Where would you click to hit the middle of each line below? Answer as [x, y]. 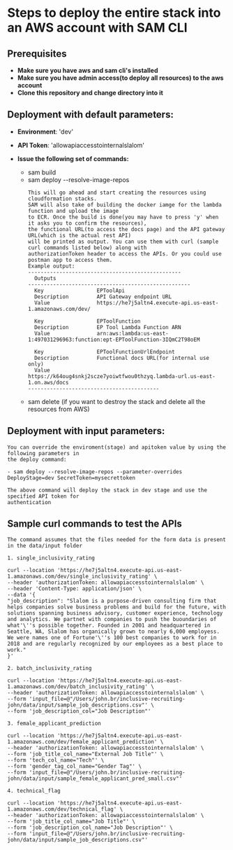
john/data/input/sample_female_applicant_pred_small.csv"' [95, 779]
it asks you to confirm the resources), [87, 223]
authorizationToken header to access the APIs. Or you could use [125, 253]
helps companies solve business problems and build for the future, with [117, 607]
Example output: [51, 266]
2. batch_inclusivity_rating [50, 669]
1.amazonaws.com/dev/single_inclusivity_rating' [79, 577]
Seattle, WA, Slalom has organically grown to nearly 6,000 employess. [113, 632]
